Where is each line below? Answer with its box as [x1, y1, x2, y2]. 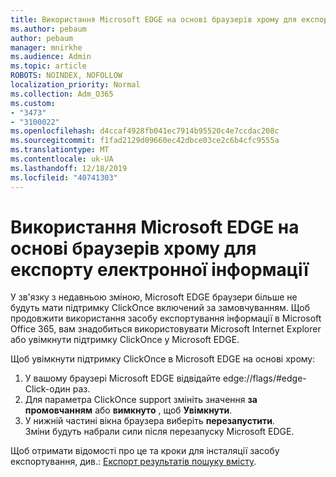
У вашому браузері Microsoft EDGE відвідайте [24, 372, 221, 385]
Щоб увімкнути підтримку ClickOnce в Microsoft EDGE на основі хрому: [10, 353, 316, 365]
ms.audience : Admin [10, 52, 92, 62]
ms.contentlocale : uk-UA [10, 154, 114, 164]
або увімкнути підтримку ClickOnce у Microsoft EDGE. [10, 334, 240, 346]
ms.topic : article [10, 61, 87, 71]
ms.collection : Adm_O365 [10, 89, 114, 99]
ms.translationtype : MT [10, 145, 110, 155]
